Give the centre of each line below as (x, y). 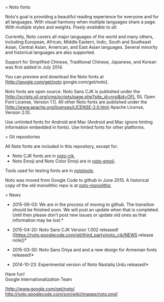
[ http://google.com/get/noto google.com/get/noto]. (57, 82)
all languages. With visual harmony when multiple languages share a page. (81, 22)
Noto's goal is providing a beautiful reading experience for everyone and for (82, 17)
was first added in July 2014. (34, 67)
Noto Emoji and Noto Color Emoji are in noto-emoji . (64, 161)
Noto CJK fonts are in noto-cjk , (43, 156)
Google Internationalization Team (39, 279)
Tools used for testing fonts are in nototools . (50, 170)
